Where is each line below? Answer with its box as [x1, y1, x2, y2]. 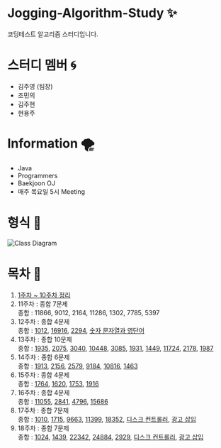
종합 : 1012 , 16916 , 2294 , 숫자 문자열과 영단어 [17, 326, 145, 334]
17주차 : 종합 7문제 [17, 406, 69, 415]
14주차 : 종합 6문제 [17, 353, 70, 361]
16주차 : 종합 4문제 [17, 388, 70, 397]
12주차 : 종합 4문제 [17, 317, 70, 326]
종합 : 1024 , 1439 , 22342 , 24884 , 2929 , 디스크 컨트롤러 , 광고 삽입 [17, 432, 204, 441]
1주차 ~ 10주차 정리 [17, 290, 71, 299]
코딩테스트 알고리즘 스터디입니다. [7, 30, 99, 38]
